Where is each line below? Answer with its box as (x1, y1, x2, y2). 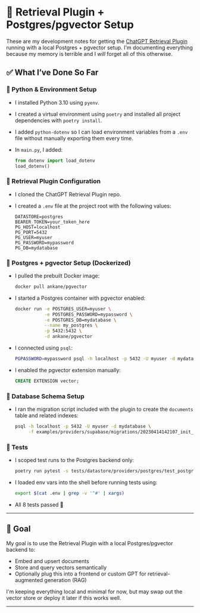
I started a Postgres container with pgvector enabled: (14, 294, 146, 301)
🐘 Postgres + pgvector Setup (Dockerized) (6, 259, 131, 267)
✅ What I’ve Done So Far (6, 68, 99, 78)
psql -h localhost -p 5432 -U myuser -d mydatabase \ (14, 423, 151, 430)
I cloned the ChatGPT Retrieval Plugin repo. (14, 190, 121, 198)
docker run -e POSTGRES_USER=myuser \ (14, 306, 111, 312)
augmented (14, 576, 43, 583)
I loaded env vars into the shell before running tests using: (14, 479, 158, 486)
